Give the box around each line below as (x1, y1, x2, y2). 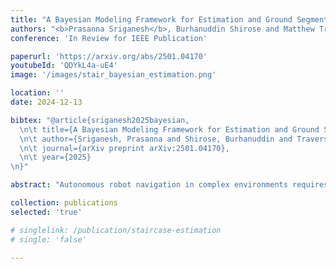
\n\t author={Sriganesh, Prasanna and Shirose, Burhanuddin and (19, 134, 293, 144)
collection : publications (10, 198, 118, 208)
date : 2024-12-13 (10, 97, 83, 107)
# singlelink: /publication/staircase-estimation (10, 225, 222, 235)
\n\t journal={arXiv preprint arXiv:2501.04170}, (19, 143, 230, 153)
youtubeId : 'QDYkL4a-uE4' (10, 61, 118, 71)
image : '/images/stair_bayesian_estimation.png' (10, 70, 217, 80)
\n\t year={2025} (19, 152, 92, 163)
